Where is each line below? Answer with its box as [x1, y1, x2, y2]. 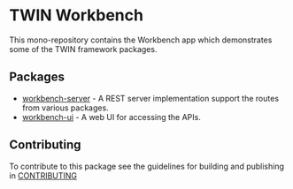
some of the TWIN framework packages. [9, 43, 158, 54]
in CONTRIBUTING [9, 170, 78, 181]
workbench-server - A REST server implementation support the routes [21, 93, 280, 103]
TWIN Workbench [9, 5, 144, 26]
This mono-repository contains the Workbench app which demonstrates [9, 34, 273, 45]
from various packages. [21, 102, 109, 113]
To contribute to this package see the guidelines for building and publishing [9, 161, 285, 171]
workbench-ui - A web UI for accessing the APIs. [21, 111, 201, 122]
